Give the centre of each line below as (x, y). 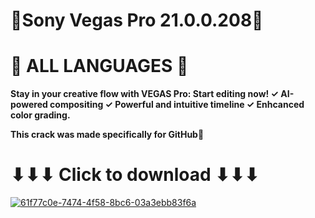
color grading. (40, 115)
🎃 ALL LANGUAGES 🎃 (99, 66)
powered (29, 105)
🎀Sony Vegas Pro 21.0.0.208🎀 (137, 20)
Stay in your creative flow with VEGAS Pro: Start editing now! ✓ (144, 94)
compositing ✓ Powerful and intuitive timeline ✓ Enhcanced (177, 105)
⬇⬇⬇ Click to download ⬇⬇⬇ (135, 175)
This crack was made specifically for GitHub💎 (107, 135)
